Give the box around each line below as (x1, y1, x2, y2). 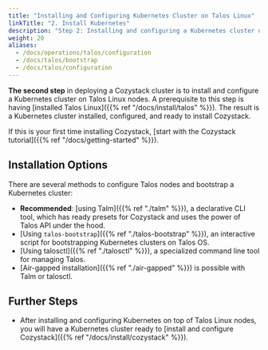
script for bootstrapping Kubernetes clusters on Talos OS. (19, 237, 210, 247)
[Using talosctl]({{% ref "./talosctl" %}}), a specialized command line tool (19, 245, 260, 256)
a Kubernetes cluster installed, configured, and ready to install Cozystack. (8, 111, 251, 121)
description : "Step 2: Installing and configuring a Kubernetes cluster (8, 26, 255, 34)
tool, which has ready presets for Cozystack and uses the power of (19, 212, 241, 221)
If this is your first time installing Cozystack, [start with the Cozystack (8, 126, 237, 136)
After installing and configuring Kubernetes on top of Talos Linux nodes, (19, 316, 257, 325)
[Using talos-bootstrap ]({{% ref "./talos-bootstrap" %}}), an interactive (19, 229, 255, 238)
